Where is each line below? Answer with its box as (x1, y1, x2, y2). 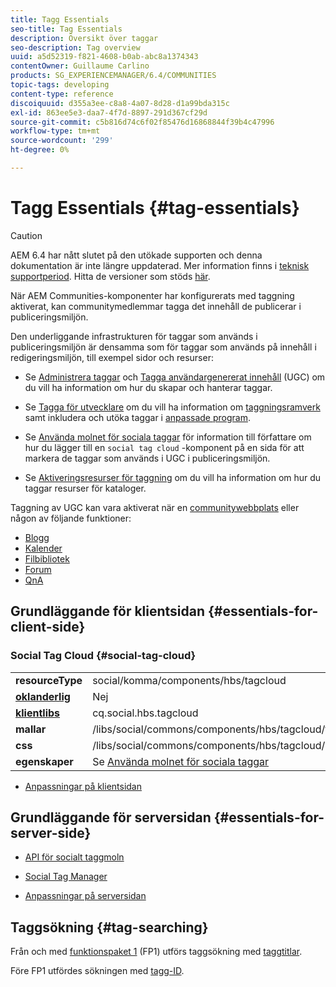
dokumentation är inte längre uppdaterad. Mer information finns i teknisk (10, 259, 310, 271)
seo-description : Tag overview (10, 42, 141, 53)
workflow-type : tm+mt (10, 126, 101, 136)
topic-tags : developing (10, 80, 110, 90)
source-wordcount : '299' (10, 136, 114, 146)
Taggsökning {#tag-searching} (10, 919, 209, 936)
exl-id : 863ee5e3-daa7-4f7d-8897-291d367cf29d (10, 107, 208, 118)
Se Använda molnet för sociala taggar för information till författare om (24, 431, 312, 443)
